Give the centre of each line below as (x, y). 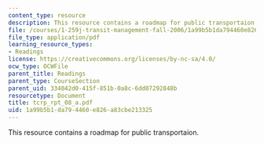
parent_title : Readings (47, 74)
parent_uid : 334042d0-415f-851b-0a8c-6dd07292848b (93, 88)
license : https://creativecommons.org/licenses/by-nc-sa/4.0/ (112, 60)
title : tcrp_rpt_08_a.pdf (50, 103)
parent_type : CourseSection (54, 81)
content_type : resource (47, 15)
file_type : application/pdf (54, 37)
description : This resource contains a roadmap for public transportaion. (133, 23)
